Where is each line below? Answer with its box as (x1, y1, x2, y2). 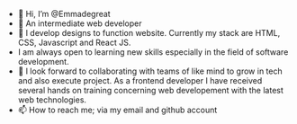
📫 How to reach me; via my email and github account (17, 104, 218, 115)
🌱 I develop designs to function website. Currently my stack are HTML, (17, 28, 281, 38)
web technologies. (17, 94, 87, 105)
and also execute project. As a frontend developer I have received (17, 75, 263, 85)
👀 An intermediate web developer (17, 18, 142, 29)
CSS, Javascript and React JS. (17, 37, 131, 48)
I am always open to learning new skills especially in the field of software (17, 47, 289, 58)
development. (17, 57, 69, 66)
